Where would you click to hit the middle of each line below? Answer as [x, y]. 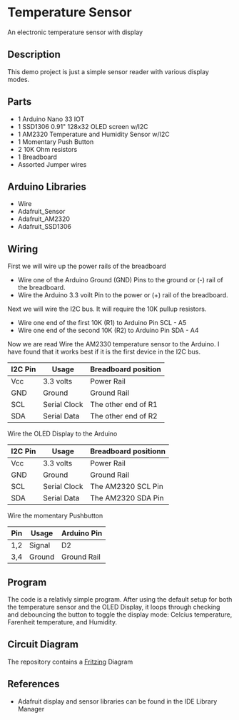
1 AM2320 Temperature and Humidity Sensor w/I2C [93, 134]
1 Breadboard [37, 157]
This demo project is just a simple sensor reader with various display [108, 71]
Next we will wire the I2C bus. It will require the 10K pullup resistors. [107, 309]
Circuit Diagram [43, 645]
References [34, 684]
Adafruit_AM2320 [44, 219]
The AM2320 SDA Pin [127, 498]
